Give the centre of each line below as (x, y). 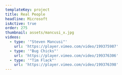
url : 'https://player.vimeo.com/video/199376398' (66, 65)
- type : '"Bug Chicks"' (34, 51)
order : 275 (16, 28)
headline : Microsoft (27, 19)
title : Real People (25, 14)
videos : (13, 37)
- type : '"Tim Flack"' (33, 60)
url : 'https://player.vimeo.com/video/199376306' (66, 56)
